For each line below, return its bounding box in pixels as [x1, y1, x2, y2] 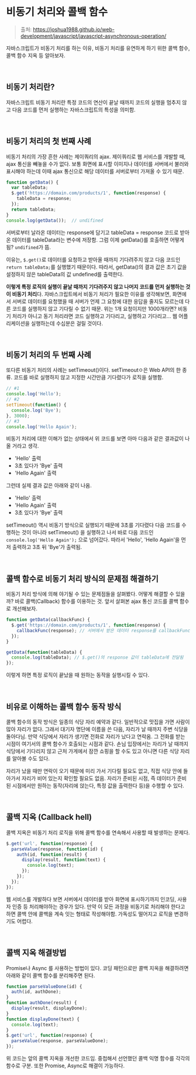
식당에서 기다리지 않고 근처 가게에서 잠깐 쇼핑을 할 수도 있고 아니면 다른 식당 [6, 748, 180, 754]
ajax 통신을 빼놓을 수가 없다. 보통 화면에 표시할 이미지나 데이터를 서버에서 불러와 [6, 160, 189, 167]
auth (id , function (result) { [16, 852, 88, 857]
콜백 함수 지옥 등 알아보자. [6, 52, 66, 59]
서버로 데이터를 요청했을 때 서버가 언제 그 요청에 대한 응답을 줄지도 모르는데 [12, 297, 184, 305]
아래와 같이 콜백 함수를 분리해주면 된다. [6, 972, 95, 979]
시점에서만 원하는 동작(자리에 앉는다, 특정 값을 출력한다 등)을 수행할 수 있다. [12, 782, 184, 789]
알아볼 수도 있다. [12, 755, 50, 762]
